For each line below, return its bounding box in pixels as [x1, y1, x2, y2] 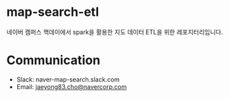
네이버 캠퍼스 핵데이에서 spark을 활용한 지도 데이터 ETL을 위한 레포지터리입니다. [6, 28, 224, 36]
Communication [6, 52, 101, 68]
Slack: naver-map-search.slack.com [16, 75, 120, 84]
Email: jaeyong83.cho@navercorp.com [16, 82, 127, 90]
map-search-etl [6, 4, 99, 20]
